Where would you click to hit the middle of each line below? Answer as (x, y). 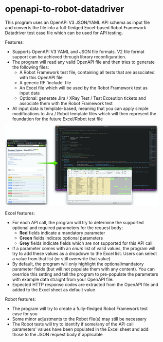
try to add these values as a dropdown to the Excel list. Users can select (84, 253)
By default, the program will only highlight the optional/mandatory (78, 264)
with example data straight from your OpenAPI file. (63, 279)
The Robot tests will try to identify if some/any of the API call (73, 324)
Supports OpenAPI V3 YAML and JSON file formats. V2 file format (78, 52)
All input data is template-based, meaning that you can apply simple (80, 108)
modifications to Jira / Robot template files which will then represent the (84, 113)
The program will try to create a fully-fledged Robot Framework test (80, 308)
